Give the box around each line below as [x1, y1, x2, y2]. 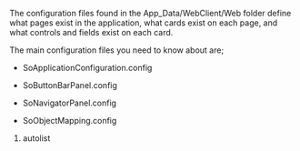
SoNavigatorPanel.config [22, 97, 116, 108]
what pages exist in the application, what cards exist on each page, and [9, 17, 278, 28]
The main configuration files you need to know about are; [9, 45, 225, 55]
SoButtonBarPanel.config [22, 80, 118, 90]
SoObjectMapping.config [22, 116, 117, 126]
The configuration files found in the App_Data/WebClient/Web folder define [9, 8, 292, 18]
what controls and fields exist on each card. [9, 27, 174, 37]
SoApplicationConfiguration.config [22, 63, 153, 73]
